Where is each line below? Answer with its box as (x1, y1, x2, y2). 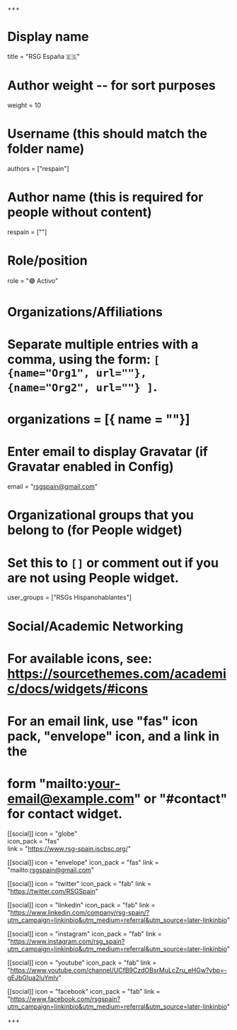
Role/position (7, 253, 88, 268)
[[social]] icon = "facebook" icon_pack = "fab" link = (7, 987, 161, 995)
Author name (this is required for (7, 189, 204, 205)
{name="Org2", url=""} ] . (7, 379, 158, 395)
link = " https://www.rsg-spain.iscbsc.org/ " (7, 844, 132, 853)
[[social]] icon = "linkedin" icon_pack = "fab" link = (7, 900, 156, 909)
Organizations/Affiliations (7, 304, 163, 320)
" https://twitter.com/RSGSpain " (7, 887, 99, 895)
